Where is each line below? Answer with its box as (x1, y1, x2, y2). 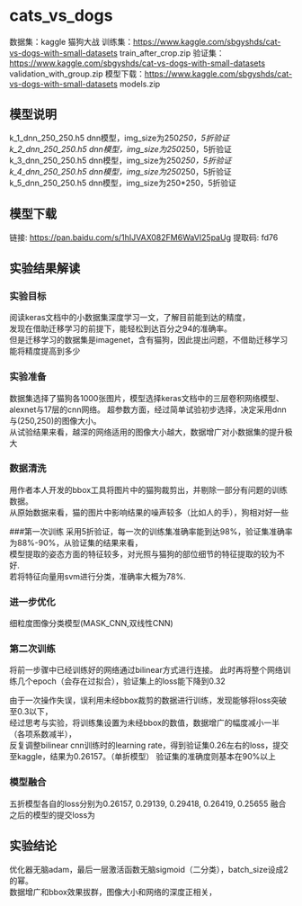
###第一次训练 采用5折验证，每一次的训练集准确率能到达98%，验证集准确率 (9, 525, 293, 536)
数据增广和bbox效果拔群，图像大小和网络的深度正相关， (9, 886, 218, 897)
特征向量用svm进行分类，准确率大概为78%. (24, 570, 186, 581)
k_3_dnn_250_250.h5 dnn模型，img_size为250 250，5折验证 (9, 155, 232, 166)
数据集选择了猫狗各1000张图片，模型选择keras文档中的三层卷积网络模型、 (9, 392, 285, 403)
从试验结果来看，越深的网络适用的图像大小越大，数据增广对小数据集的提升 (9, 426, 285, 437)
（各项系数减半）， (9, 729, 76, 740)
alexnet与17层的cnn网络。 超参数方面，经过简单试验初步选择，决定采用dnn (9, 404, 287, 415)
